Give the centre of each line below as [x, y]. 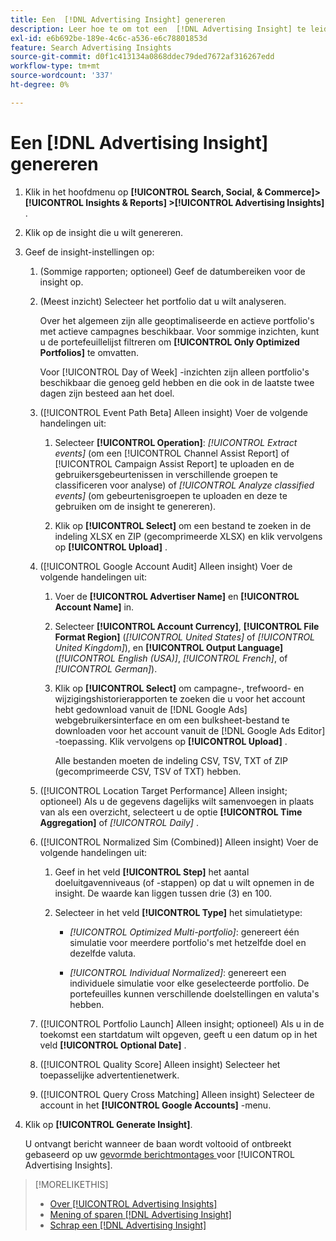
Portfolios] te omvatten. [89, 352]
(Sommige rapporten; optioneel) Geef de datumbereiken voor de [172, 271]
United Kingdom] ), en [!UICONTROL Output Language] [169, 647]
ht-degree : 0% [40, 85]
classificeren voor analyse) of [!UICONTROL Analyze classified [184, 485]
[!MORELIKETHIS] [71, 1184]
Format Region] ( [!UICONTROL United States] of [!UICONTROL [185, 637]
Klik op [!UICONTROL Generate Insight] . [108, 1124]
